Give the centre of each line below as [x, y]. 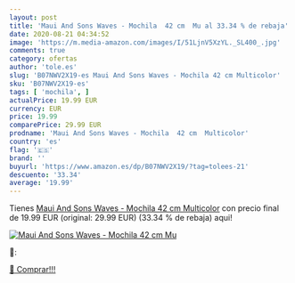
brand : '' [28, 158]
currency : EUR [36, 109]
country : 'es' [36, 141]
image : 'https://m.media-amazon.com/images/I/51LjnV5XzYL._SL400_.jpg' [145, 42]
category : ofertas [43, 59]
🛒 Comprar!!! [33, 270]
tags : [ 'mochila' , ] [49, 92]
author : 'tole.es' [43, 68]
